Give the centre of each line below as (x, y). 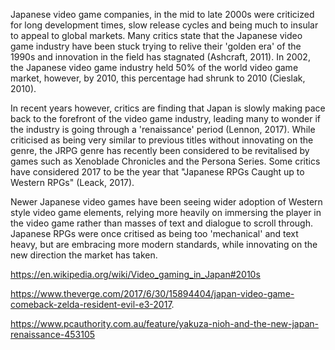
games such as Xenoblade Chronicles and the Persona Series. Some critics (165, 161)
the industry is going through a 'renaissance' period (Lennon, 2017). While (163, 129)
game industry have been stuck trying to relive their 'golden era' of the (156, 46)
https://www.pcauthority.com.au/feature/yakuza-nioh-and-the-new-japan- (165, 323)
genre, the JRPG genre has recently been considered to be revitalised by (160, 150)
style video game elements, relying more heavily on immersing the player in (166, 212)
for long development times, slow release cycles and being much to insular (164, 25)
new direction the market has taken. (84, 255)
